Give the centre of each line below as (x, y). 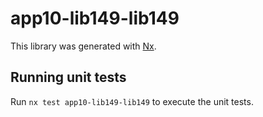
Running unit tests (68, 77)
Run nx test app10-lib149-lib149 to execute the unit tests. (132, 101)
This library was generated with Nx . (83, 46)
